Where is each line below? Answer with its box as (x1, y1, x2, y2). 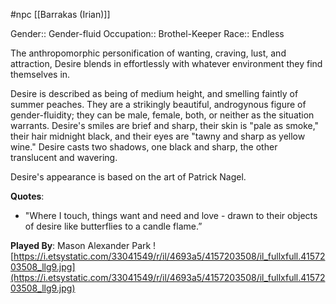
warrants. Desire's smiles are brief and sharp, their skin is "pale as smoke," (10, 120, 320, 131)
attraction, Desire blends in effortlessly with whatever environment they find (10, 58, 323, 69)
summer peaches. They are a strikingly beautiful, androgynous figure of (10, 99, 307, 110)
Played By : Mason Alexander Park (10, 240, 152, 251)
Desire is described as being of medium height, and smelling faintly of (10, 88, 299, 99)
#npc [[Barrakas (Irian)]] (10, 9, 111, 20)
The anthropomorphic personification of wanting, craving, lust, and (10, 47, 287, 59)
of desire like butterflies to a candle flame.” (24, 220, 203, 232)
